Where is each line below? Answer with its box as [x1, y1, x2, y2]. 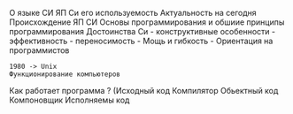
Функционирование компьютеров [9, 70, 121, 79]
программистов [9, 45, 70, 56]
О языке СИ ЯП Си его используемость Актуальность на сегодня [9, 8, 257, 18]
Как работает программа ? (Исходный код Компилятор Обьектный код [9, 86, 279, 95]
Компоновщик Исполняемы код [9, 95, 130, 105]
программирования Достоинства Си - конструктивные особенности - [9, 27, 276, 36]
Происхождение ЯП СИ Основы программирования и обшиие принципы [9, 17, 285, 27]
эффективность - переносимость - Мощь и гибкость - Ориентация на [9, 35, 274, 46]
